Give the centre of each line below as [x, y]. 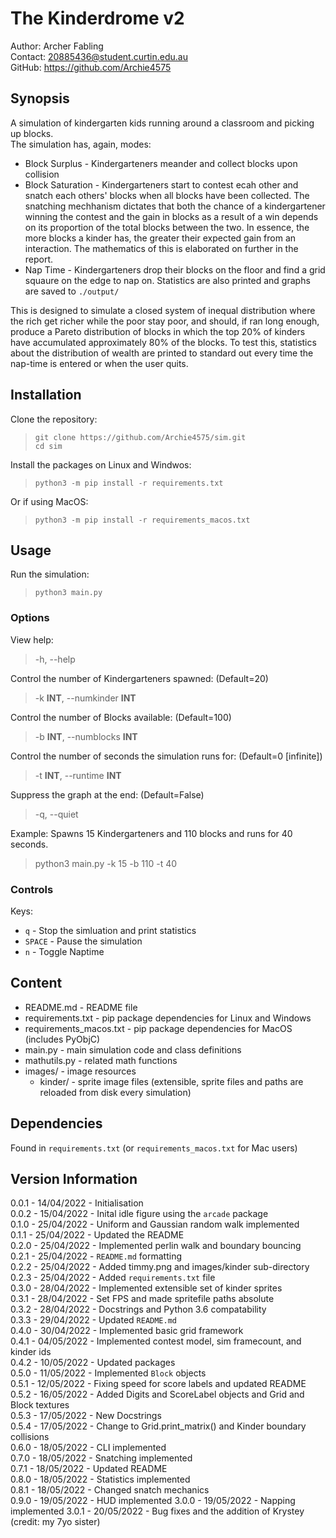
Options [30, 618]
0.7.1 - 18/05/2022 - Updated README [89, 1469]
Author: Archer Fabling [57, 46]
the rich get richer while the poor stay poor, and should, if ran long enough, [165, 321]
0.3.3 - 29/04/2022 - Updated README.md [94, 1320]
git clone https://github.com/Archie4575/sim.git [140, 437]
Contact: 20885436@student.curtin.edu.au [99, 56]
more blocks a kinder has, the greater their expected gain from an [160, 238]
